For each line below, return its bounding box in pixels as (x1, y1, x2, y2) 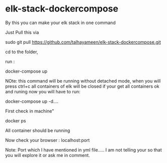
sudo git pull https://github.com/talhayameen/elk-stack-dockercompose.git (5, 39, 161, 45)
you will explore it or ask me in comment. (5, 152, 91, 158)
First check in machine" (5, 108, 54, 114)
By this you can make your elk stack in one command (5, 20, 116, 26)
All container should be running (5, 127, 70, 133)
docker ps (5, 117, 26, 123)
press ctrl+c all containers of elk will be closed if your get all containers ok (5, 83, 159, 89)
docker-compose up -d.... (5, 98, 59, 104)
